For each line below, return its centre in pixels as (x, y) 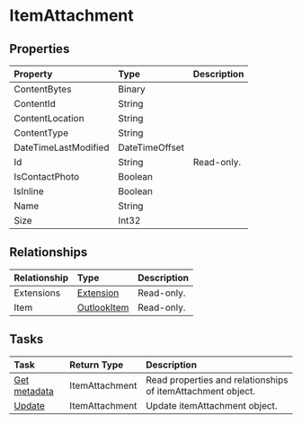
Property (33, 74)
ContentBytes (43, 89)
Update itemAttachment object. (211, 405)
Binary (132, 89)
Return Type (97, 365)
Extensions (37, 293)
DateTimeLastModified (62, 147)
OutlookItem (103, 307)
